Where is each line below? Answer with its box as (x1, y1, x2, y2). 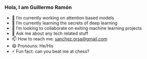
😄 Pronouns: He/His (11, 43, 54, 49)
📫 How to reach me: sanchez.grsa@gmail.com (11, 36, 108, 42)
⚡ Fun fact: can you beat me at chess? (11, 48, 89, 55)
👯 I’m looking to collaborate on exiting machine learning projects (11, 25, 142, 31)
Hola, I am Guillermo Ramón (4, 4, 72, 11)
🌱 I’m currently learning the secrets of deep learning (11, 20, 118, 26)
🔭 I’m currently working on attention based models (11, 15, 114, 21)
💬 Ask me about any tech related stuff (11, 31, 88, 37)
